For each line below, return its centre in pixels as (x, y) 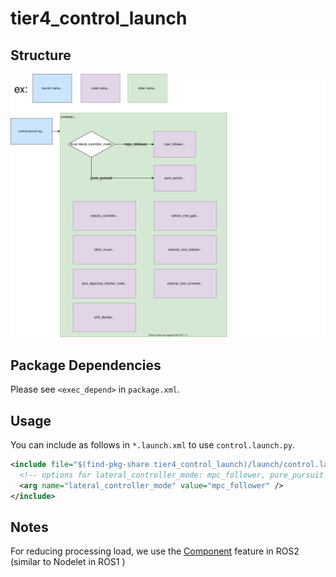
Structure (41, 55)
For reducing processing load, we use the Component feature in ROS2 (155, 551)
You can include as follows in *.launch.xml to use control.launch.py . (153, 444)
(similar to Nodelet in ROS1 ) (68, 562)
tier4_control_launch (99, 18)
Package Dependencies (86, 365)
